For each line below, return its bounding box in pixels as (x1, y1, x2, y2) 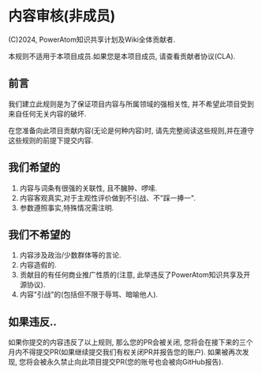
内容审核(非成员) (8, 7, 116, 25)
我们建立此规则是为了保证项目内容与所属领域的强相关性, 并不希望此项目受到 (8, 99, 254, 109)
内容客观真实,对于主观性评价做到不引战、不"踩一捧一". (19, 193, 196, 202)
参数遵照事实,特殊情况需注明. (19, 202, 114, 213)
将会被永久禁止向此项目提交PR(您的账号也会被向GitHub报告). (25, 357, 223, 367)
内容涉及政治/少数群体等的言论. (19, 250, 122, 260)
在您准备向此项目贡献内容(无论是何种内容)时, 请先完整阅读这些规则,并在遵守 (8, 125, 255, 135)
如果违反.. (8, 315, 58, 328)
